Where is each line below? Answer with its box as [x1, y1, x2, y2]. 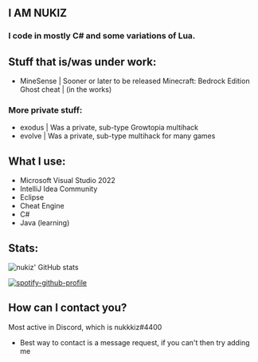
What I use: [8, 154, 66, 168]
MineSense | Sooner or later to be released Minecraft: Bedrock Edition [19, 76, 250, 86]
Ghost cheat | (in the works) [19, 85, 112, 94]
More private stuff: [8, 105, 83, 116]
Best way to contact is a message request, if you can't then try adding [19, 337, 250, 347]
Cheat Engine [19, 201, 65, 211]
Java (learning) [19, 218, 70, 228]
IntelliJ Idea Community [19, 184, 98, 194]
